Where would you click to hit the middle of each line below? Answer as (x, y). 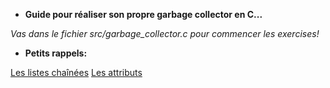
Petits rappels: (56, 53)
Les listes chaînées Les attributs (76, 72)
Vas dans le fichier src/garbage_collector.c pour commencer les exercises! (165, 33)
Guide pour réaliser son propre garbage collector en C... (143, 14)
